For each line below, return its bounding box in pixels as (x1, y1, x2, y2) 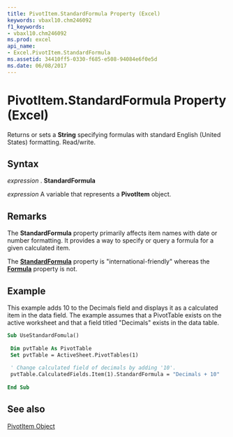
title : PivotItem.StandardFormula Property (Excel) (7, 10, 160, 17)
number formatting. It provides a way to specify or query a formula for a (7, 236, 214, 245)
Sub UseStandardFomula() (7, 332, 80, 339)
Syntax (7, 158, 39, 170)
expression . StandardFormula (7, 176, 96, 185)
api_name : (7, 43, 36, 50)
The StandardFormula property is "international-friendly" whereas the (7, 257, 210, 266)
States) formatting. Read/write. (7, 138, 96, 146)
